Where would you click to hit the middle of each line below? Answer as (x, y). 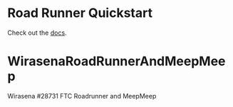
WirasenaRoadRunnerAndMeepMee (116, 61)
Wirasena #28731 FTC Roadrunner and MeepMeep (82, 96)
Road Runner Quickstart (80, 13)
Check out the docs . (37, 33)
